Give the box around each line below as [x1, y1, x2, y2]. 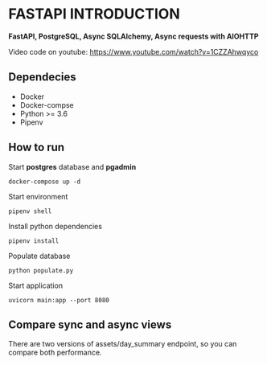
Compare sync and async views [8, 318, 172, 331]
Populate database [8, 251, 71, 260]
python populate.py [8, 266, 74, 274]
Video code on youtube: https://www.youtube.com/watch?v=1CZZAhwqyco [8, 47, 259, 56]
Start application [8, 281, 63, 290]
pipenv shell [8, 207, 52, 215]
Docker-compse [19, 100, 74, 109]
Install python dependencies [8, 221, 103, 231]
